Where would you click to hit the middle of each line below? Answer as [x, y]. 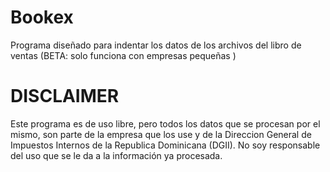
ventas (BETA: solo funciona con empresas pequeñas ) [123, 55]
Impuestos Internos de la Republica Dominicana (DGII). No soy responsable [165, 145]
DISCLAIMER [65, 96]
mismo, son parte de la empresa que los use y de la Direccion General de [161, 134]
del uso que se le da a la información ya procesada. [116, 155]
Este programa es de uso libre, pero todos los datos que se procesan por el [165, 123]
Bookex [42, 17]
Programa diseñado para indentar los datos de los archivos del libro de [156, 45]
